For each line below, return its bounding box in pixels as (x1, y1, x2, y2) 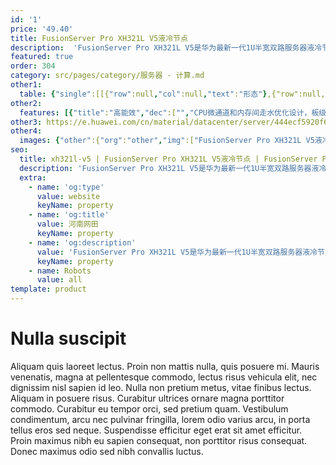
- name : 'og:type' (28, 182, 105, 192)
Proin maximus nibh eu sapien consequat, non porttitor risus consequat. (10, 434, 308, 446)
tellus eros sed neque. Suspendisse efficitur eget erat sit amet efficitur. (10, 424, 303, 436)
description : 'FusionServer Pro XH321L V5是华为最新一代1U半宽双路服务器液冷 (10, 42, 323, 53)
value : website (36, 191, 101, 201)
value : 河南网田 (36, 219, 99, 230)
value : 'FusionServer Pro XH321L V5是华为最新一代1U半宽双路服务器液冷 (36, 247, 318, 257)
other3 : (10, 117, 43, 127)
